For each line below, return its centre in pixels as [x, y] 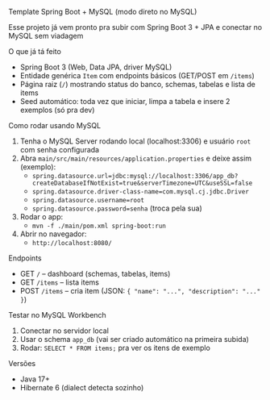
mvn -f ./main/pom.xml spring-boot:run [99, 226]
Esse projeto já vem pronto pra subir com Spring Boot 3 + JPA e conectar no [135, 27]
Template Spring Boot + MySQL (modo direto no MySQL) [103, 12]
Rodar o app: [42, 217]
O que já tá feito [35, 51]
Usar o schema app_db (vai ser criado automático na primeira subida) [135, 339]
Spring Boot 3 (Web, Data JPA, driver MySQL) [96, 67]
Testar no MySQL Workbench [57, 315]
